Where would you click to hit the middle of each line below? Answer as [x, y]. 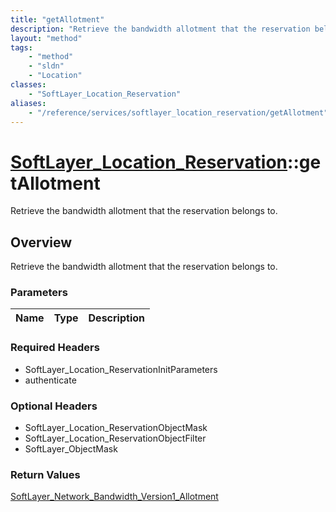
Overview [41, 242]
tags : [21, 47]
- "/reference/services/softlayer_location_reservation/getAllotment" [178, 112]
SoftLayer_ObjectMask [71, 449]
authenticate [50, 380]
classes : [28, 85]
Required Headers [55, 348]
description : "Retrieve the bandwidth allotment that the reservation [160, 29]
